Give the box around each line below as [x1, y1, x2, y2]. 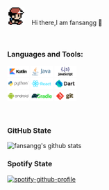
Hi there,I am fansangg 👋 [31, 18, 103, 27]
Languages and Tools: [7, 50, 83, 59]
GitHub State [7, 126, 52, 136]
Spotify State [7, 159, 53, 169]
